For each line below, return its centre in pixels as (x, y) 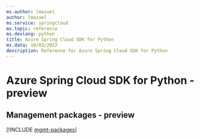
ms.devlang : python (31, 34)
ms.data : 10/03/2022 (32, 46)
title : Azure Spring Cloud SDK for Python (60, 40)
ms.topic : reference (32, 28)
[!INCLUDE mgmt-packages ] (41, 129)
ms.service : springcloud (37, 23)
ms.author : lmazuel (31, 12)
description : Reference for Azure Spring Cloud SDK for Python (87, 51)
